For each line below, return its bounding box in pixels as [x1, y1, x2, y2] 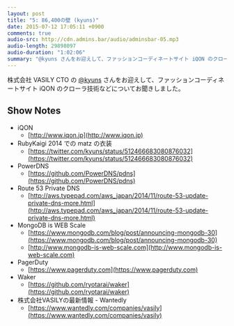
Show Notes [7, 105, 61, 117]
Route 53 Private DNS [17, 184, 80, 192]
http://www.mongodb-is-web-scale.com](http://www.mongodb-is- [30, 243, 223, 251]
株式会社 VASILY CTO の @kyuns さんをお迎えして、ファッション [7, 75, 195, 84]
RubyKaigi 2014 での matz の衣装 [17, 139, 113, 147]
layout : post [7, 10, 45, 17]
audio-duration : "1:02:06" [7, 49, 86, 56]
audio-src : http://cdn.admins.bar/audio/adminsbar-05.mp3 [7, 36, 179, 43]
